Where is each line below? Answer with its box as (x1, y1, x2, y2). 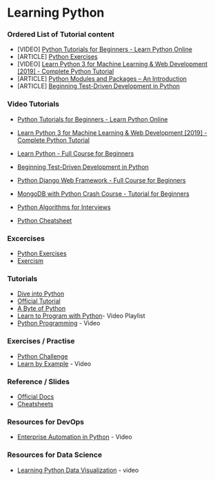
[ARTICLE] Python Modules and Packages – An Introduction (17, 75, 187, 83)
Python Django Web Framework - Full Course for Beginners (17, 176, 186, 184)
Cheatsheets (17, 399, 54, 408)
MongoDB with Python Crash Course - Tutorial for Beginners (17, 189, 190, 198)
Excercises (7, 233, 45, 243)
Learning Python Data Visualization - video (17, 466, 139, 474)
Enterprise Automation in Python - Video (17, 433, 132, 441)
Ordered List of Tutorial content (7, 30, 115, 39)
